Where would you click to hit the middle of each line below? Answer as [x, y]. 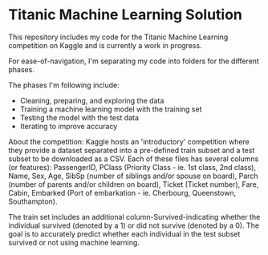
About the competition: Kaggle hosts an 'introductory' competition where [129, 141]
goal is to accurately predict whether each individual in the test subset [124, 233]
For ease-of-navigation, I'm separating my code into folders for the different [134, 61]
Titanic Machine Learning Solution [126, 15]
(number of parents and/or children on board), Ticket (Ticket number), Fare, [134, 184]
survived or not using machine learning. [74, 242]
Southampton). [33, 201]
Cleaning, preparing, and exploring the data [92, 100]
